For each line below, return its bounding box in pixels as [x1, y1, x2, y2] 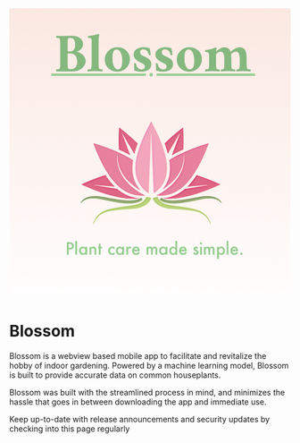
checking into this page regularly [9, 423, 130, 434]
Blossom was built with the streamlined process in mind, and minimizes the [9, 387, 286, 397]
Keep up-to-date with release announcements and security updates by [9, 413, 271, 424]
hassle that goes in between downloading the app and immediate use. [9, 396, 267, 407]
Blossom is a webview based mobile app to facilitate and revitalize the [9, 350, 267, 361]
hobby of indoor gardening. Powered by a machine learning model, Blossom [9, 360, 289, 371]
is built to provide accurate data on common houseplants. [9, 370, 221, 380]
